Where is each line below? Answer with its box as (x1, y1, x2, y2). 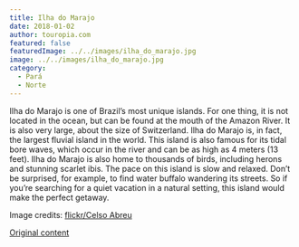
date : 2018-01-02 (9, 22, 75, 31)
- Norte (17, 81, 47, 90)
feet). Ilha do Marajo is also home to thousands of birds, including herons (9, 153, 283, 164)
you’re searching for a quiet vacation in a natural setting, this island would (9, 182, 285, 193)
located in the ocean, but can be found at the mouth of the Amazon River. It (9, 115, 291, 126)
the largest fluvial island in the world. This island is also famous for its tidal (9, 134, 287, 145)
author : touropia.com (9, 30, 92, 39)
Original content (9, 227, 70, 238)
